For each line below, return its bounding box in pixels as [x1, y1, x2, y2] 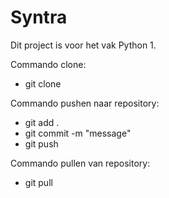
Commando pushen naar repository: [10, 97, 160, 109]
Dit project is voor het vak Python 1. [10, 39, 157, 51]
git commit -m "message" [24, 127, 132, 139]
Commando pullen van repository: [10, 157, 151, 169]
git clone [24, 77, 62, 90]
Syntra [10, 6, 68, 29]
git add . [24, 116, 60, 128]
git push [24, 137, 59, 150]
